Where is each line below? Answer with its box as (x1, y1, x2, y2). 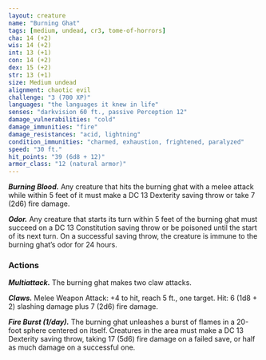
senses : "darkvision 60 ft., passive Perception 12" (8, 109, 188, 117)
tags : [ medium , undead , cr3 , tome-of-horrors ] (8, 26, 166, 34)
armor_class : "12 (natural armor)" (8, 160, 127, 168)
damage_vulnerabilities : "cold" (8, 116, 116, 124)
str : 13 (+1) (8, 71, 52, 79)
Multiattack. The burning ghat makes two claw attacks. (8, 278, 192, 287)
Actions (8, 260, 40, 271)
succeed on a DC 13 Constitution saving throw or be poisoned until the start (8, 223, 257, 232)
